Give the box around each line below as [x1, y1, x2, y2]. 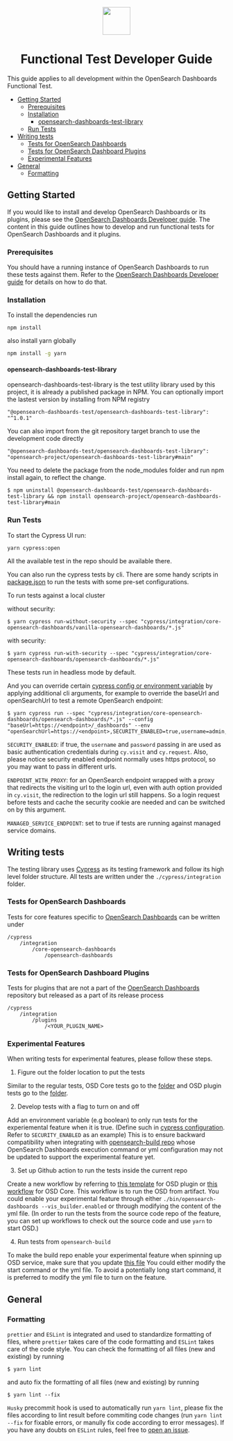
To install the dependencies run [7, 311, 97, 319]
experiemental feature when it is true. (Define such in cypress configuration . [7, 1123, 225, 1132]
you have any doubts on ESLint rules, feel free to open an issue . [7, 1426, 190, 1434]
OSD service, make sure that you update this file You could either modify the [7, 1259, 226, 1267]
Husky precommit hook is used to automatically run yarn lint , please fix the [7, 1403, 223, 1412]
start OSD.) [7, 1224, 40, 1232]
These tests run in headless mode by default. [7, 668, 137, 676]
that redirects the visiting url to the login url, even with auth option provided [7, 783, 223, 791]
